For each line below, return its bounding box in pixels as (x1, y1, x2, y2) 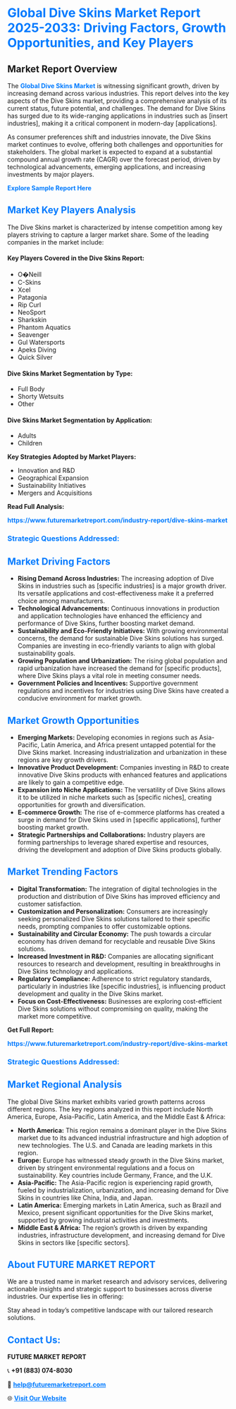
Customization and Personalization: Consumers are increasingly (17, 907, 208, 916)
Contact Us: (7, 1334, 61, 1346)
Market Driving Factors (7, 555, 111, 567)
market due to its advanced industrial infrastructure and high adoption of (17, 1133, 229, 1142)
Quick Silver (17, 353, 53, 362)
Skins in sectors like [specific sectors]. (17, 1238, 130, 1247)
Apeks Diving (17, 345, 56, 354)
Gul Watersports (17, 338, 66, 347)
